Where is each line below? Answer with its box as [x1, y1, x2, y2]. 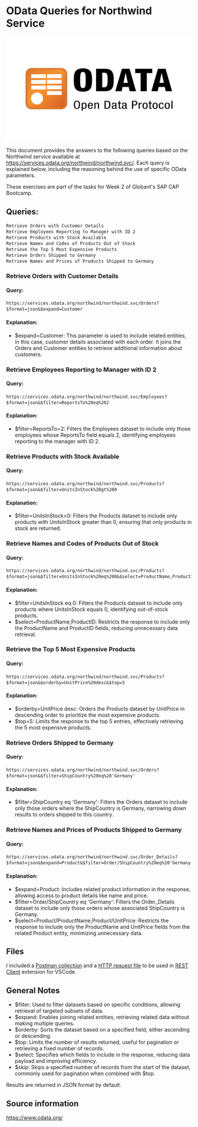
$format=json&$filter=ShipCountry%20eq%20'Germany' [6, 773, 136, 779]
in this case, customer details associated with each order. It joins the [14, 338, 181, 345]
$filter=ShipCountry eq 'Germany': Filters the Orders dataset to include [14, 799, 187, 806]
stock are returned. [14, 525, 62, 532]
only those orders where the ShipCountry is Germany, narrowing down [14, 805, 187, 812]
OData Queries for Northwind [6, 4, 152, 18]
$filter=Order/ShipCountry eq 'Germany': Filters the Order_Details [14, 898, 175, 905]
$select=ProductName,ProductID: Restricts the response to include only [14, 618, 190, 625]
